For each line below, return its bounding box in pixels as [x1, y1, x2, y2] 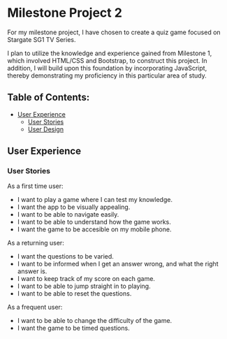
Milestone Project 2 [7, 5, 122, 21]
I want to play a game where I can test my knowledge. [17, 196, 173, 204]
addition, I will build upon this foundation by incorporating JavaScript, [7, 64, 207, 72]
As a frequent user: [7, 303, 63, 312]
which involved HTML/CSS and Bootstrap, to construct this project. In [7, 56, 207, 64]
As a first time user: [7, 182, 64, 190]
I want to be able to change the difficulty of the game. [17, 317, 173, 325]
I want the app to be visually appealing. [17, 203, 131, 211]
